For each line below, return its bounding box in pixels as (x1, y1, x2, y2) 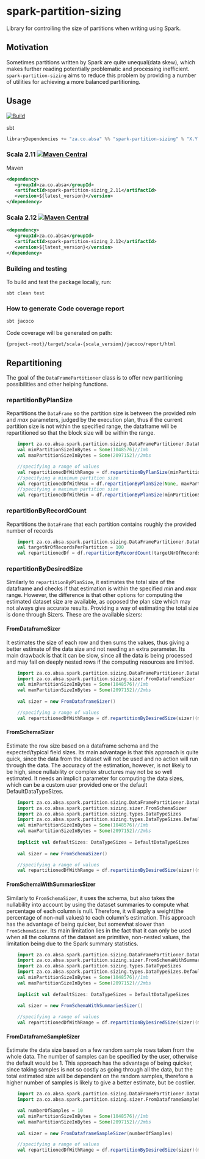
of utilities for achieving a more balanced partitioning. (6, 78, 141, 85)
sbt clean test (6, 290, 45, 296)
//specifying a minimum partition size (17, 474, 119, 481)
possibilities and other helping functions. (6, 381, 109, 388)
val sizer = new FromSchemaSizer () (17, 850, 108, 857)
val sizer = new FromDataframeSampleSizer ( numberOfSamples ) (17, 1130, 173, 1136)
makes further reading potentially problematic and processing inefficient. (6, 65, 190, 72)
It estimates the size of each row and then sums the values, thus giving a (6, 639, 190, 646)
